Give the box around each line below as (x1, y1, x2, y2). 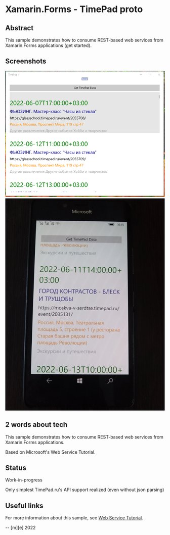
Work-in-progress (5, 477, 43, 483)
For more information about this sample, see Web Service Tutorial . (5, 515, 143, 521)
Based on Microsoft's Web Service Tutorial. (5, 449, 96, 455)
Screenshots (5, 57, 47, 66)
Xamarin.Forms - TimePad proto (5, 4, 143, 15)
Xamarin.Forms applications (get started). (5, 42, 92, 48)
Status (5, 464, 27, 472)
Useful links (5, 501, 44, 510)
